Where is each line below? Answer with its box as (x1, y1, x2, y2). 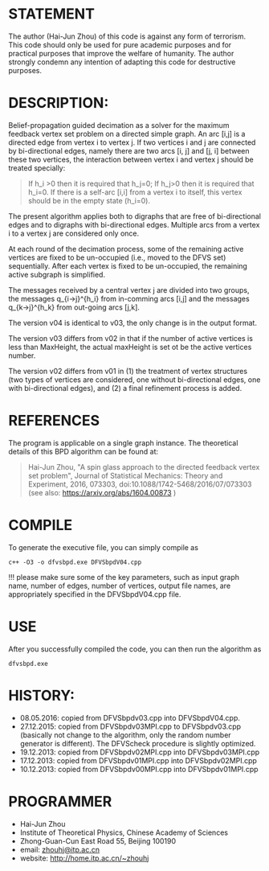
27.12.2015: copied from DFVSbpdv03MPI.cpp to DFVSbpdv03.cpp (19, 721, 242, 731)
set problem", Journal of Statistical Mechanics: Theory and (27, 470, 223, 480)
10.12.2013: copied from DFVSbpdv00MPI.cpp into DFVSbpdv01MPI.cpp (19, 764, 259, 774)
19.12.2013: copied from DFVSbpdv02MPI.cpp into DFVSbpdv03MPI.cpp (19, 747, 260, 757)
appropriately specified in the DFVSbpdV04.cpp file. (8, 589, 181, 599)
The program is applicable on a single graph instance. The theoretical (8, 438, 238, 447)
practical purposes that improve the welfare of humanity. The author (8, 48, 234, 58)
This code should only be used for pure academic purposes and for (8, 39, 232, 49)
